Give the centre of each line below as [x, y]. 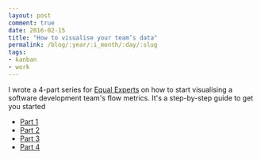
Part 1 [29, 121]
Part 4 [30, 146]
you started [27, 106]
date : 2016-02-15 [37, 30]
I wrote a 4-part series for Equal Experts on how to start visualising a [120, 89]
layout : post [30, 15]
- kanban [23, 60]
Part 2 [30, 130]
